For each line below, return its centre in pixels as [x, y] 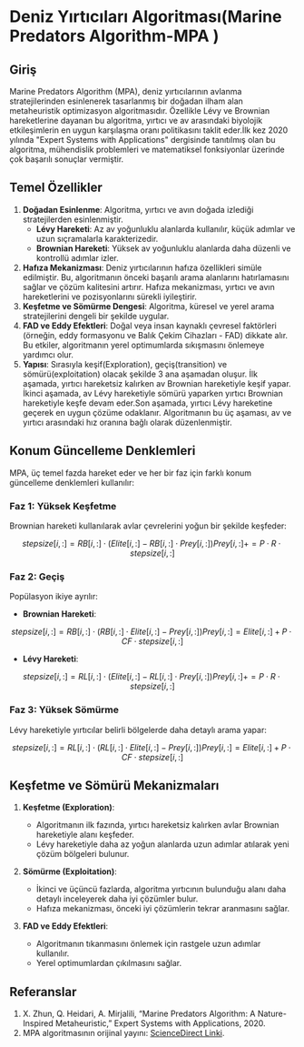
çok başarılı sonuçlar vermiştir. [67, 159]
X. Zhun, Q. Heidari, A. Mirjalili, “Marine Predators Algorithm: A [139, 1014]
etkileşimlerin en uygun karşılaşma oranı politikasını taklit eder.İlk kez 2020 [149, 130]
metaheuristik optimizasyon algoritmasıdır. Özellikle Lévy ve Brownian [140, 111]
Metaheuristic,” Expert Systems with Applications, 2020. [160, 1023]
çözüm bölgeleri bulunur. [83, 854]
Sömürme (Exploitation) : [70, 871]
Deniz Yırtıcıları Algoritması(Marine [146, 17]
